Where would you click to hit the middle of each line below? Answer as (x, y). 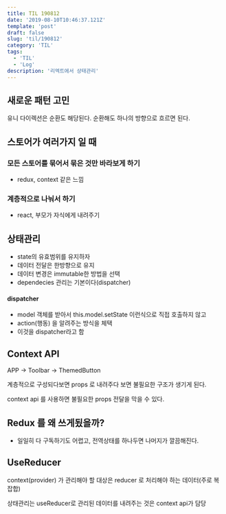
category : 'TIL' (30, 45)
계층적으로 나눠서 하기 (41, 198)
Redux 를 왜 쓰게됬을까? (56, 423)
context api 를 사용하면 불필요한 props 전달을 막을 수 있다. (86, 399)
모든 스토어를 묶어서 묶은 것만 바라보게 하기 (74, 163)
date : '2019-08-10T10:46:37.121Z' (57, 20)
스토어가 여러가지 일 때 (52, 142)
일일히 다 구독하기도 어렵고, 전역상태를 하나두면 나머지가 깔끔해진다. (108, 441)
